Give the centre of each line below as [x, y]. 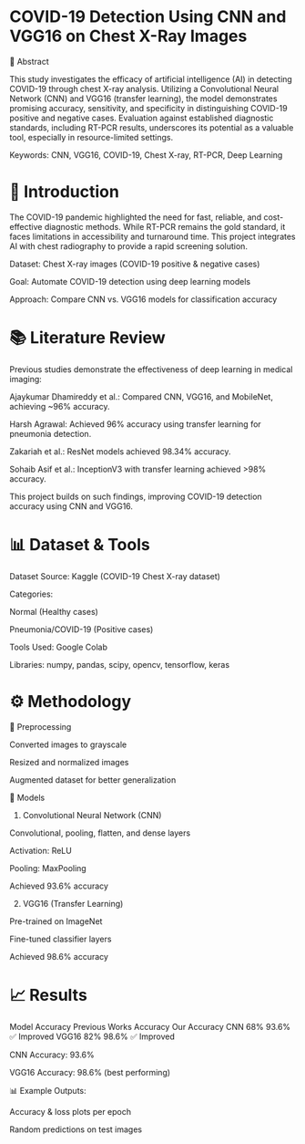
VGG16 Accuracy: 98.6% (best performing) [90, 1072]
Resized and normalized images [69, 762]
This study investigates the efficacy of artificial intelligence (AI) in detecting [151, 78]
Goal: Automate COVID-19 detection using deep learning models [130, 281]
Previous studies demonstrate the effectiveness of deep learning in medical [151, 369]
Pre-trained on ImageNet [56, 921]
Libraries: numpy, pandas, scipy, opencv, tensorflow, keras [120, 664]
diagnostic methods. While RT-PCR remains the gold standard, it [165, 226]
